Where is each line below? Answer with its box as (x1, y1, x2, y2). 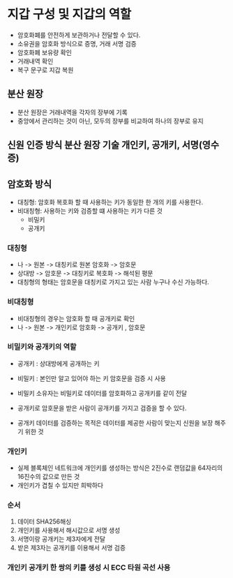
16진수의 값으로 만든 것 (17, 473, 80, 481)
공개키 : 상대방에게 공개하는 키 (17, 359, 100, 367)
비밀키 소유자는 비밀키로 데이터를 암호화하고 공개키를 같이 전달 (17, 389, 187, 397)
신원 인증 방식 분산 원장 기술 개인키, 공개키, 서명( (7, 139, 202, 151)
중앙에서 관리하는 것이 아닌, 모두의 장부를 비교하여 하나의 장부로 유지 (17, 117, 204, 125)
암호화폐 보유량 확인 (17, 48, 72, 57)
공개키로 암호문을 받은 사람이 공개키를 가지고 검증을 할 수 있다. (17, 403, 187, 412)
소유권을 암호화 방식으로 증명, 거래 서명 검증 (17, 39, 137, 47)
